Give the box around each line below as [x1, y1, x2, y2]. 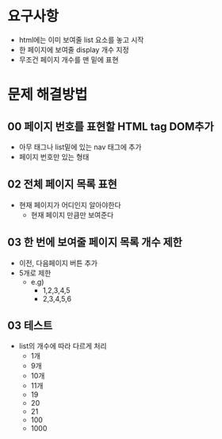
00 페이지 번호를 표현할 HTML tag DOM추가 [7, 120, 214, 133]
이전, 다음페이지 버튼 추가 [18, 258, 98, 268]
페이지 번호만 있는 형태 [18, 152, 90, 161]
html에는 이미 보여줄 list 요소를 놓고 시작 [18, 35, 144, 44]
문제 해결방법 [7, 86, 88, 104]
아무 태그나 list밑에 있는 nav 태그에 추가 [18, 142, 142, 152]
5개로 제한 [18, 268, 52, 278]
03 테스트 [7, 318, 53, 332]
